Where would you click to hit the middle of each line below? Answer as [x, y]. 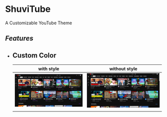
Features [19, 38]
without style [123, 68]
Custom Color [34, 55]
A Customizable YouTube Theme [39, 23]
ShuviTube [28, 9]
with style [49, 68]
